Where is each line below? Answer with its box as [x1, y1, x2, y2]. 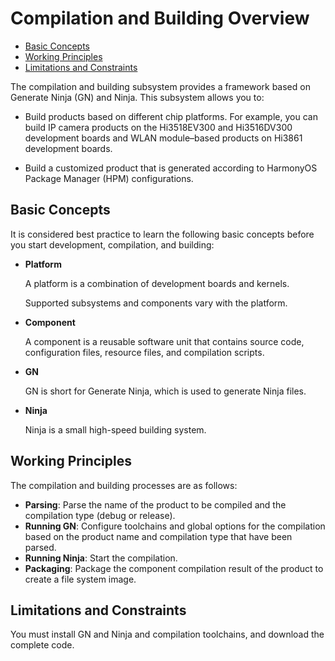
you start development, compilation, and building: [10, 238, 215, 251]
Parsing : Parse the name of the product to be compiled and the [24, 498, 287, 511]
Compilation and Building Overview [10, 7, 310, 30]
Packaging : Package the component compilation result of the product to [24, 562, 324, 574]
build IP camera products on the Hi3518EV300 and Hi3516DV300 [24, 121, 293, 133]
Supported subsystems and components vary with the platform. [24, 297, 288, 309]
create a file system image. [24, 573, 137, 585]
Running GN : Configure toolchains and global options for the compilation [24, 520, 326, 532]
